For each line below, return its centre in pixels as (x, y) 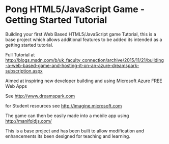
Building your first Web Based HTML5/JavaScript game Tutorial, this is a (81, 34)
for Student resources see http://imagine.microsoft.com (64, 105)
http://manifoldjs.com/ (29, 121)
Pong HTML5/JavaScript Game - (75, 9)
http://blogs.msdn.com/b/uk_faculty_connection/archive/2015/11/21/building (85, 60)
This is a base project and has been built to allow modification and (75, 131)
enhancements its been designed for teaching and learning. (68, 136)
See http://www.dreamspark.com (40, 96)
